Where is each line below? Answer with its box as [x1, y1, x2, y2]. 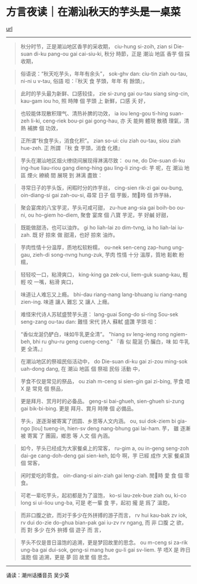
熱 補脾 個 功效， [20, 124, 62, 131]
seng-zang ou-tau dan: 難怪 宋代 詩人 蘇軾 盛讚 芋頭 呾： [20, 318, 158, 325]
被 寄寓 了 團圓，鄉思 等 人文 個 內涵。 [20, 432, 113, 439]
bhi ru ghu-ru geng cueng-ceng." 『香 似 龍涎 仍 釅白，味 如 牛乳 [32, 338, 190, 345]
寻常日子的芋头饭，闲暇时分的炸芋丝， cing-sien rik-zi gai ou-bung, [20, 184, 184, 191]
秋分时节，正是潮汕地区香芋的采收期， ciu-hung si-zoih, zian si [20, 42, 173, 50]
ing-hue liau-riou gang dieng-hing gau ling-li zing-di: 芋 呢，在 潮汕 [20, 164, 184, 171]
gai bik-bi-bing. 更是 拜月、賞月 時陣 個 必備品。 [20, 404, 137, 412]
